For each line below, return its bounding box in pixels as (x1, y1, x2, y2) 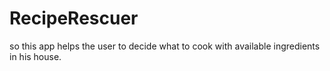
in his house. (9, 50, 62, 62)
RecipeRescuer (9, 7, 139, 30)
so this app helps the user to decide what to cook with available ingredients (9, 40, 321, 52)
